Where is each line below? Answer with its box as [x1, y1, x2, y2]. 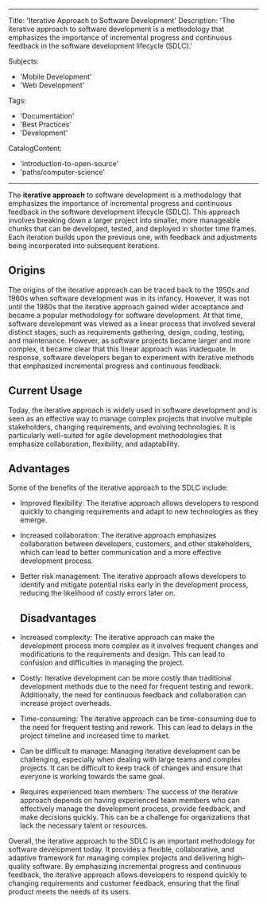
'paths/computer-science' [19, 168, 106, 177]
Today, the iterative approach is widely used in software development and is [8, 405, 257, 414]
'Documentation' [19, 111, 75, 120]
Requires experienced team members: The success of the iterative [19, 787, 238, 797]
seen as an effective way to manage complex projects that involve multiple [8, 413, 253, 423]
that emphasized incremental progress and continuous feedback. [8, 361, 222, 371]
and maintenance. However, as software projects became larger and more [8, 336, 251, 345]
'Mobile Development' [19, 72, 93, 81]
